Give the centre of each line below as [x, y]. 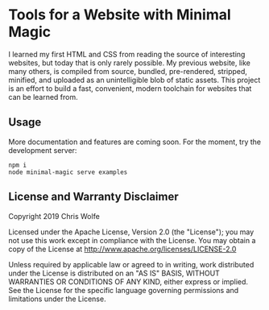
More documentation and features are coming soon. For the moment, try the [135, 142]
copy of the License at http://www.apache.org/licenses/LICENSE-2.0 [122, 249]
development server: [43, 150]
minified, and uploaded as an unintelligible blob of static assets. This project [134, 80]
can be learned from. [43, 97]
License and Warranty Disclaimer [93, 197]
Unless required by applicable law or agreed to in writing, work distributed [131, 264]
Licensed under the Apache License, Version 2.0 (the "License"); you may [131, 232]
